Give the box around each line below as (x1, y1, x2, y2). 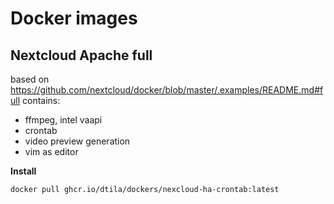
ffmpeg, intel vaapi (24, 114, 103, 126)
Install (10, 165, 37, 177)
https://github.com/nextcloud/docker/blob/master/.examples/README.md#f (10, 84, 324, 96)
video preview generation (24, 135, 131, 147)
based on (10, 73, 50, 85)
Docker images (10, 7, 138, 30)
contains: (22, 95, 61, 106)
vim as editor (24, 146, 79, 157)
